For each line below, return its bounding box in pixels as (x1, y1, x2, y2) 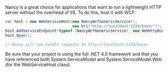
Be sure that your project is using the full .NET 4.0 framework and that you (5, 51, 158, 57)
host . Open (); (5, 33, 32, 38)
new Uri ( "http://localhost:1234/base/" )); (72, 23, 162, 29)
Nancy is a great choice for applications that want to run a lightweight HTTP (5, 4, 161, 10)
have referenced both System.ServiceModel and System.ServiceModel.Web (5, 57, 162, 63)
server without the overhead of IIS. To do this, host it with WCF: (5, 9, 136, 15)
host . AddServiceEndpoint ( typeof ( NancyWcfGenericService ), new (5, 28, 140, 33)
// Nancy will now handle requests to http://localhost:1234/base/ (5, 42, 149, 47)
